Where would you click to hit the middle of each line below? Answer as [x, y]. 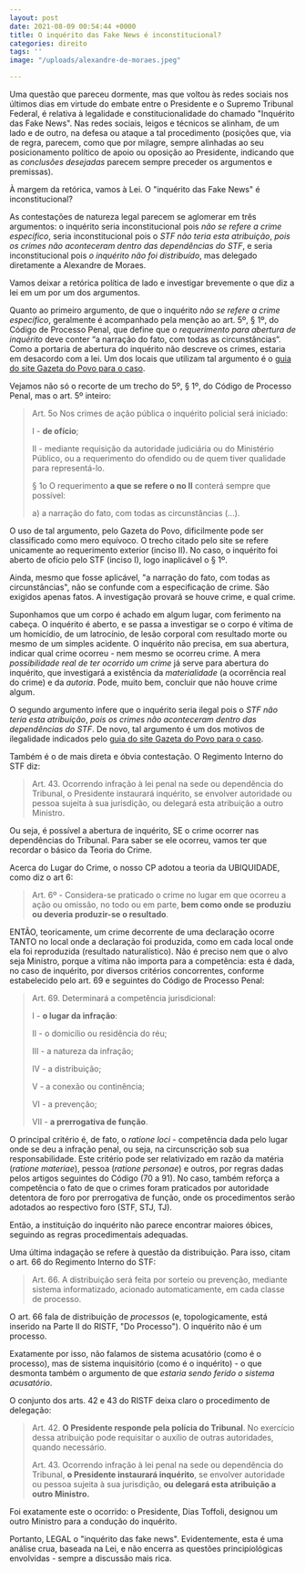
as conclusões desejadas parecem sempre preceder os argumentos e [141, 162]
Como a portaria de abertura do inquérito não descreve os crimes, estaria [147, 349]
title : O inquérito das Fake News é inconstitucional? [116, 35]
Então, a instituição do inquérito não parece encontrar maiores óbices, [141, 1225]
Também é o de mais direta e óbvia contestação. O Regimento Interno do [147, 756]
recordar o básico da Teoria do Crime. [81, 850]
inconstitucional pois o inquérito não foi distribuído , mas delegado [133, 255]
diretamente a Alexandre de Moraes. [78, 265]
